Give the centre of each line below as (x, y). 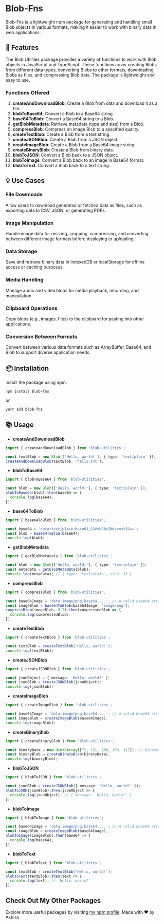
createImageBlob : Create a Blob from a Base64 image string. (74, 145)
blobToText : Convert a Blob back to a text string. (61, 166)
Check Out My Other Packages (53, 900)
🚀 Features (22, 47)
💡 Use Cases (25, 181)
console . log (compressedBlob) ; (40, 615)
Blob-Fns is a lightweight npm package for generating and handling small (79, 22)
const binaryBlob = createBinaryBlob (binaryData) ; (58, 754)
